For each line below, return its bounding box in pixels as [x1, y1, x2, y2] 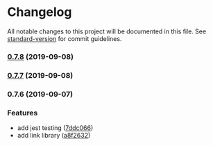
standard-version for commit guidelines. [7, 34, 122, 42]
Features [7, 108, 38, 117]
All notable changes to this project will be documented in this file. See [7, 27, 207, 35]
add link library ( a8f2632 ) [17, 131, 91, 139]
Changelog [7, 4, 72, 20]
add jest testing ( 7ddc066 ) [17, 124, 94, 132]
